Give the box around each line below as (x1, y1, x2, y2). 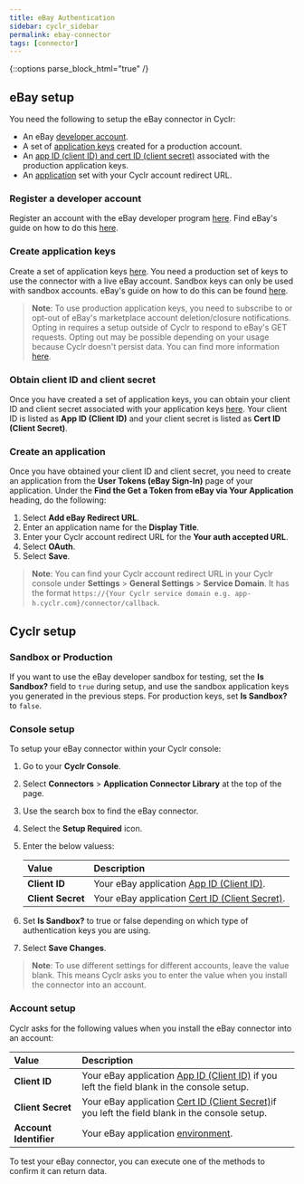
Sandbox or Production (9, 650, 113, 663)
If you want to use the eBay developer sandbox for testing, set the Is (9, 671, 264, 682)
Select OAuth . (22, 541, 76, 553)
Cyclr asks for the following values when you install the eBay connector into (9, 1023, 292, 1034)
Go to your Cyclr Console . (22, 761, 121, 772)
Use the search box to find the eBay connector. (22, 805, 199, 816)
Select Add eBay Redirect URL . (22, 513, 140, 524)
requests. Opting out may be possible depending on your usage (31, 332, 270, 342)
